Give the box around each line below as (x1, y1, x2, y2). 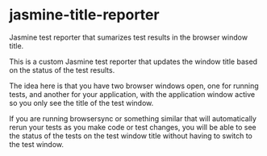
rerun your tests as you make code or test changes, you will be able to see (9, 122, 257, 132)
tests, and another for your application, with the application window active (9, 89, 256, 99)
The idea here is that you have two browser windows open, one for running (9, 81, 259, 91)
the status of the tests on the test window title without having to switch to (9, 131, 253, 141)
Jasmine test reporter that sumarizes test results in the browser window (9, 32, 248, 42)
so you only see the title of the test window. (9, 98, 154, 108)
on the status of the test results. (9, 65, 115, 74)
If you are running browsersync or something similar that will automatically (9, 113, 257, 123)
